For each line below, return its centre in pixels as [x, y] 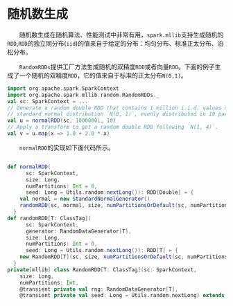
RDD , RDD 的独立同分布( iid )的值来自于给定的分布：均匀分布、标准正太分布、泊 [115, 43]
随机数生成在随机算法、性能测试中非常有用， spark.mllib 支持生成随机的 [122, 35]
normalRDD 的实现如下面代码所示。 [67, 147]
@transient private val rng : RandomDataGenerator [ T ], [99, 289]
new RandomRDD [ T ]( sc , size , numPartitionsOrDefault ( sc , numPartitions [124, 257]
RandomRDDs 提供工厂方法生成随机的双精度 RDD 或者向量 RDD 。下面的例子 [117, 66]
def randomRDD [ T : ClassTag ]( [49, 218]
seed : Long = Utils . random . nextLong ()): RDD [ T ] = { [102, 251]
